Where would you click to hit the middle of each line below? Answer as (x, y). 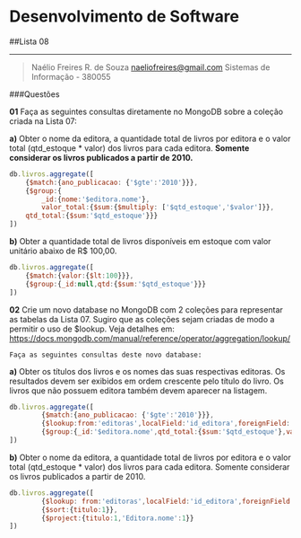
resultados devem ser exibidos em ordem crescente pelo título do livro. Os (146, 381)
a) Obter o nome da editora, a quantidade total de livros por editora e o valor (150, 138)
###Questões (34, 94)
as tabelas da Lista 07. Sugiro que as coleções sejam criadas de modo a (142, 319)
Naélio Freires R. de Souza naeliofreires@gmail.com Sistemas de (150, 67)
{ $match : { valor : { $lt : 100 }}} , (80, 276)
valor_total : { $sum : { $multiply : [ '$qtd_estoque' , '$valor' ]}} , (158, 207)
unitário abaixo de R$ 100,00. (63, 251)
